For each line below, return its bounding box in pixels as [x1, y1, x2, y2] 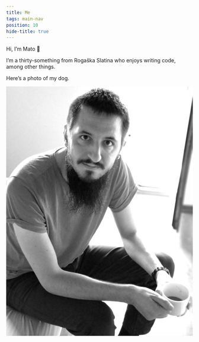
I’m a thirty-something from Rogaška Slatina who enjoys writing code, [6, 57, 176, 64]
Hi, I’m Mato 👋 [6, 45, 40, 53]
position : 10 [6, 22, 38, 28]
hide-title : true [6, 28, 49, 34]
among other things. [6, 63, 56, 71]
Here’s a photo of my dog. [6, 75, 70, 82]
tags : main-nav [6, 15, 44, 22]
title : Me [6, 9, 31, 15]
